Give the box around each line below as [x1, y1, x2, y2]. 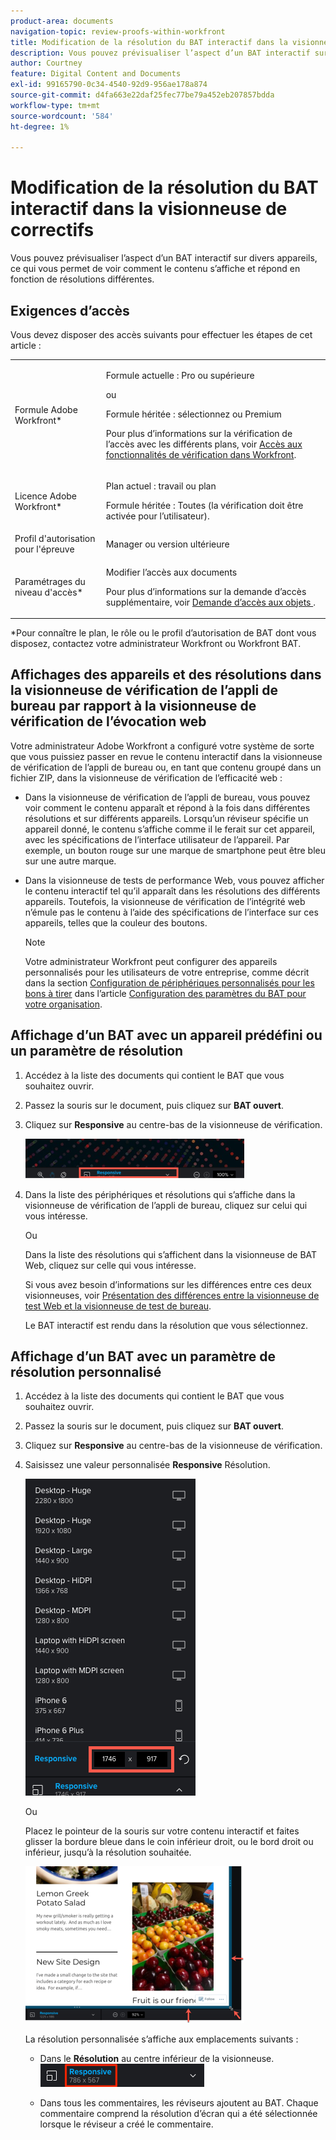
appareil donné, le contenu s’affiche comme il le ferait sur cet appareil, [24, 823, 316, 835]
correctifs [10, 219, 95, 242]
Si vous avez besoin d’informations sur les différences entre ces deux [24, 1278, 312, 1290]
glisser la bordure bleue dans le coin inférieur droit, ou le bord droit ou [24, 1836, 314, 1848]
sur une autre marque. [24, 855, 117, 867]
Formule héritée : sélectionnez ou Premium [105, 408, 282, 420]
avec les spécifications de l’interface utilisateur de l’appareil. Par [24, 833, 290, 845]
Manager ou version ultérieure [105, 538, 230, 550]
